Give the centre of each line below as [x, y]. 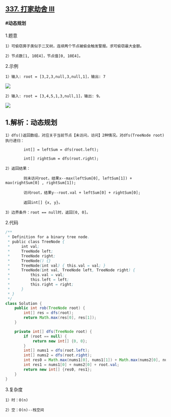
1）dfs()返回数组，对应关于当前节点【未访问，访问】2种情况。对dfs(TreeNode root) [85, 136]
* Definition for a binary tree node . [49, 237]
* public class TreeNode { [36, 242]
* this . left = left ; [38, 280]
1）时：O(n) [17, 400]
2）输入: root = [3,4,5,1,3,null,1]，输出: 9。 [54, 96]
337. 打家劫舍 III [30, 9]
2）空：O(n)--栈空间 [25, 410]
